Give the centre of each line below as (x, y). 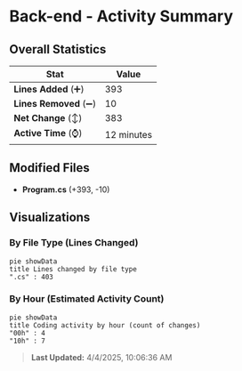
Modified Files (50, 168)
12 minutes (129, 134)
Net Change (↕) (48, 118)
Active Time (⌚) (48, 133)
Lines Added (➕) (49, 89)
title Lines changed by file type (73, 269)
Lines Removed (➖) (55, 104)
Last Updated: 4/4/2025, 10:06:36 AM (101, 357)
